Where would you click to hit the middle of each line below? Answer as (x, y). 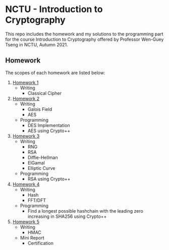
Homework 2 (26, 98)
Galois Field (40, 109)
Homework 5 (26, 222)
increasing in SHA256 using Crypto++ (67, 216)
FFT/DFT (37, 200)
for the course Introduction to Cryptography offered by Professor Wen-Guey (84, 39)
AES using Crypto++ (49, 131)
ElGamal (36, 163)
